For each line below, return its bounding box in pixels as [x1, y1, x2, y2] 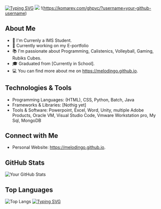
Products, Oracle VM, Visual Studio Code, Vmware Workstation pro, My [12, 112, 156, 118]
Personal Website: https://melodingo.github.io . [12, 144, 106, 151]
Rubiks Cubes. [12, 55, 41, 61]
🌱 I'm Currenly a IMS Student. [12, 37, 72, 43]
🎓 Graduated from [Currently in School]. [12, 60, 95, 66]
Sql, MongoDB [12, 117, 41, 123]
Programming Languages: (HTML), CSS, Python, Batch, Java [12, 96, 135, 102]
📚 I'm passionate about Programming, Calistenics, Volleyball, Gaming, [12, 48, 154, 54]
